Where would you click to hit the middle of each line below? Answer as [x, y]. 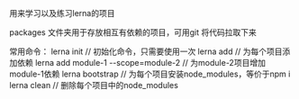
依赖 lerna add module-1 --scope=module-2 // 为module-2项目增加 [141, 63]
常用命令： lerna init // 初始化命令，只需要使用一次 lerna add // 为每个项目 [146, 51]
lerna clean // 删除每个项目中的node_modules [94, 85]
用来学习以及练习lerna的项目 [62, 13]
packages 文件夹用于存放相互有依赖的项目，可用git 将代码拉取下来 [133, 32]
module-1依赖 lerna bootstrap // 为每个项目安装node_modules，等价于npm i [150, 74]
